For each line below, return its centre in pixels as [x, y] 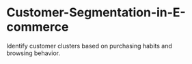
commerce [38, 27]
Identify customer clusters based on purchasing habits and [89, 46]
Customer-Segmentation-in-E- [96, 13]
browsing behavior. [33, 53]
